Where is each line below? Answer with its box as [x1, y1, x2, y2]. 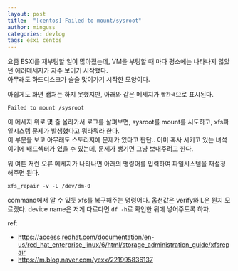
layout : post [7, 10, 46, 18]
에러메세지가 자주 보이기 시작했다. [14, 66, 108, 75]
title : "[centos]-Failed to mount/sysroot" [7, 17, 142, 24]
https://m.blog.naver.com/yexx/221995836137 [17, 255, 153, 264]
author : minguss [7, 23, 56, 31]
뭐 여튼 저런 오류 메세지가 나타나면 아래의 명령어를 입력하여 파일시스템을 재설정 [7, 159, 227, 168]
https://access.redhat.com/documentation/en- [17, 233, 155, 242]
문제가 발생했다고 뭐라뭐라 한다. [31, 127, 120, 135]
